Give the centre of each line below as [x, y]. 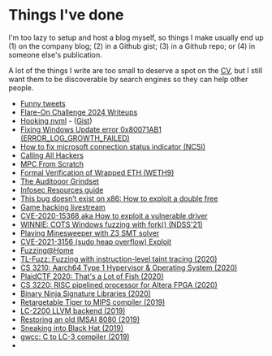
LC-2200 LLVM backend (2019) [73, 310]
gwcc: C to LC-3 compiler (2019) [75, 336]
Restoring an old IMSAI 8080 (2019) [80, 319]
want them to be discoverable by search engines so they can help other [128, 79]
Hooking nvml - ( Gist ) [56, 120]
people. [21, 88]
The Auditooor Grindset [60, 181]
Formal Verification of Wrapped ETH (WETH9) [97, 172]
